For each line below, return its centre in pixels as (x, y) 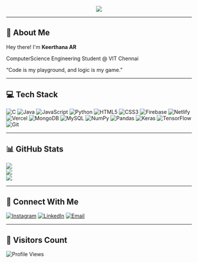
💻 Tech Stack (32, 95)
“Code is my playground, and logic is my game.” (64, 70)
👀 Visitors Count (37, 240)
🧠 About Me (28, 33)
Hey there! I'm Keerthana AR (41, 47)
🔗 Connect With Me (42, 201)
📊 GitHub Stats (35, 149)
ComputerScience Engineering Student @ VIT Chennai (72, 58)
